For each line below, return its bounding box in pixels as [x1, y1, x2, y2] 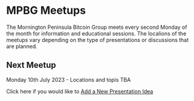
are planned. [6, 43, 38, 50]
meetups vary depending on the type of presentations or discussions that [6, 36, 189, 43]
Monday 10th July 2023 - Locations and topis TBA [6, 76, 131, 83]
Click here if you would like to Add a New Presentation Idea [6, 88, 154, 95]
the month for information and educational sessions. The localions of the [6, 29, 187, 37]
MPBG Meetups [6, 4, 86, 17]
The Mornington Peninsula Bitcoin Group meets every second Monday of [6, 23, 187, 31]
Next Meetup [6, 60, 56, 70]
